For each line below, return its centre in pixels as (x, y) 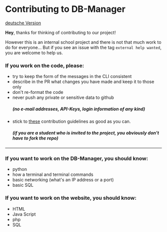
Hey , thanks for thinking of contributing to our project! (60, 32)
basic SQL (23, 185)
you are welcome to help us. (34, 53)
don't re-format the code (38, 92)
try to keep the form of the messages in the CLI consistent (72, 77)
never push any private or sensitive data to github (63, 97)
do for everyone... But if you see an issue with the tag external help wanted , (83, 47)
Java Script (24, 214)
